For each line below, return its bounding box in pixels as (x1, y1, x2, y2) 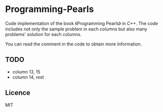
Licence (5, 88, 31, 97)
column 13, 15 (12, 68, 41, 74)
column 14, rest (12, 74, 44, 80)
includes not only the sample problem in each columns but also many (5, 26, 148, 32)
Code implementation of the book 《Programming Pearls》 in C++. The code (5, 20, 159, 26)
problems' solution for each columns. (5, 31, 82, 37)
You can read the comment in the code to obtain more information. (5, 41, 142, 47)
